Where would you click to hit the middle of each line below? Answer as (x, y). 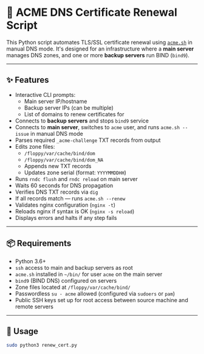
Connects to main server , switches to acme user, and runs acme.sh (97, 127)
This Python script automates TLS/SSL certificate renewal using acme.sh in (99, 42)
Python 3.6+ (31, 261)
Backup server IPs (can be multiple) (69, 108)
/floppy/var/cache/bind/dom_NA (64, 160)
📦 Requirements (39, 243)
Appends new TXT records (58, 166)
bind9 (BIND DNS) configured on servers (66, 280)
